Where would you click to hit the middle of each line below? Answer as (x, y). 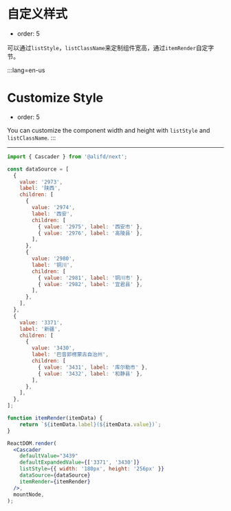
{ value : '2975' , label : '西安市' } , (90, 227)
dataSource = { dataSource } (55, 475)
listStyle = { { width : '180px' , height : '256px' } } (92, 469)
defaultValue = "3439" (49, 456)
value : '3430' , (54, 348)
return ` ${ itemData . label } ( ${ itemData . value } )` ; (90, 424)
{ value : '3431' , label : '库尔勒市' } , (92, 367)
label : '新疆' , (40, 329)
